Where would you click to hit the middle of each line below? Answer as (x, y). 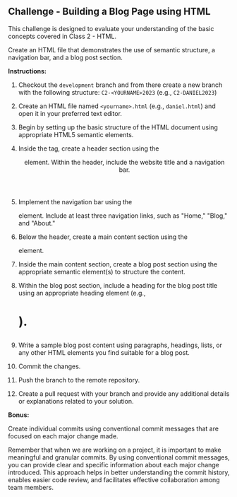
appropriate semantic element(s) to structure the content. (102, 271)
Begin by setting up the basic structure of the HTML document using (118, 127)
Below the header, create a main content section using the (103, 237)
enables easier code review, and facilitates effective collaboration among (114, 480)
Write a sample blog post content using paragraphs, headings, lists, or (120, 345)
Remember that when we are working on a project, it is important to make (115, 450)
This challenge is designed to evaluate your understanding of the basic (111, 28)
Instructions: (28, 71)
